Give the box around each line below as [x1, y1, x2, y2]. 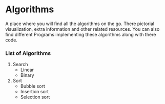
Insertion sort [20, 89, 49, 95]
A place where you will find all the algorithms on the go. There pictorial [5, 20, 155, 27]
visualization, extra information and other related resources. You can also [5, 26, 160, 32]
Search [12, 61, 28, 68]
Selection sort [20, 94, 50, 100]
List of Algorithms [5, 50, 51, 57]
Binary [20, 72, 34, 78]
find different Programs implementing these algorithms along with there [5, 31, 156, 37]
